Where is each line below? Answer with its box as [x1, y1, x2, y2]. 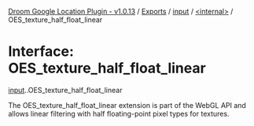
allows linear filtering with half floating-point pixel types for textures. [8, 109, 230, 118]
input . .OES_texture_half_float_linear [8, 85, 123, 94]
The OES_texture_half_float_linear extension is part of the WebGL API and [8, 100, 246, 109]
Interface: [8, 43, 75, 61]
